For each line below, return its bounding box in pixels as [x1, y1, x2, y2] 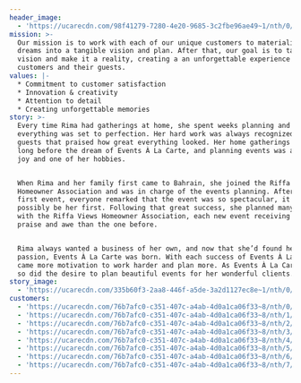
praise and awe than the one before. [17, 220, 159, 229]
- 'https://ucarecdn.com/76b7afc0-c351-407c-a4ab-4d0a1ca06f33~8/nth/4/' [17, 336, 298, 345]
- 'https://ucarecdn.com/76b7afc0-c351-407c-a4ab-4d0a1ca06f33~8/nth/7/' [17, 361, 298, 370]
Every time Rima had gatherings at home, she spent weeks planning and [17, 122, 291, 131]
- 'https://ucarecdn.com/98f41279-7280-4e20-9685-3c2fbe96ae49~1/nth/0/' [17, 21, 298, 30]
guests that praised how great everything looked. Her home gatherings [17, 138, 291, 147]
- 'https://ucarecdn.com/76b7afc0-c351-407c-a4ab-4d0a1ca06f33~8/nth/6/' [17, 353, 298, 362]
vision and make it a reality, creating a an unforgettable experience [17, 55, 291, 64]
